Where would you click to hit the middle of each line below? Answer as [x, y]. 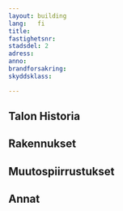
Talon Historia [45, 116]
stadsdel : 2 [28, 46]
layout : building [38, 16]
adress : [21, 54]
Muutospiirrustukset [61, 171]
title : [19, 31]
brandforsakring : [38, 69]
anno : [17, 62]
